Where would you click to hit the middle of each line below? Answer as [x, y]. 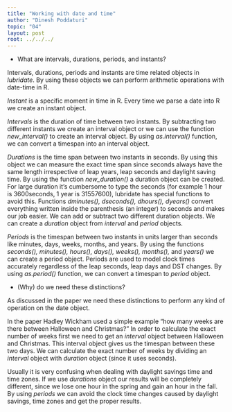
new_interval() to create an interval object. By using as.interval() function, [112, 137]
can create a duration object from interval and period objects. [95, 223]
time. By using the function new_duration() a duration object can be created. [116, 179]
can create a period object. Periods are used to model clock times [101, 259]
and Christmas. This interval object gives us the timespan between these [111, 343]
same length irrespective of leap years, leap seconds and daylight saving [111, 172]
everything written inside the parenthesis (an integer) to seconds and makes [116, 209]
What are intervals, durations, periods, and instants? [91, 59]
